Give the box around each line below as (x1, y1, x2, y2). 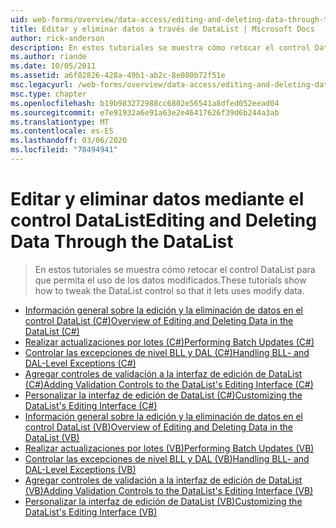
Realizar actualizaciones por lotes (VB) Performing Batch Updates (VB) (24, 442, 315, 454)
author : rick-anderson (10, 33, 105, 43)
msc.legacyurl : (10, 80, 74, 90)
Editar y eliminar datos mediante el (10, 188, 305, 211)
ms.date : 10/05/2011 (10, 61, 97, 71)
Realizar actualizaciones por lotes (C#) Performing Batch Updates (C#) (24, 336, 315, 348)
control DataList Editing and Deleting (10, 209, 317, 232)
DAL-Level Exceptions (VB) (24, 463, 137, 475)
